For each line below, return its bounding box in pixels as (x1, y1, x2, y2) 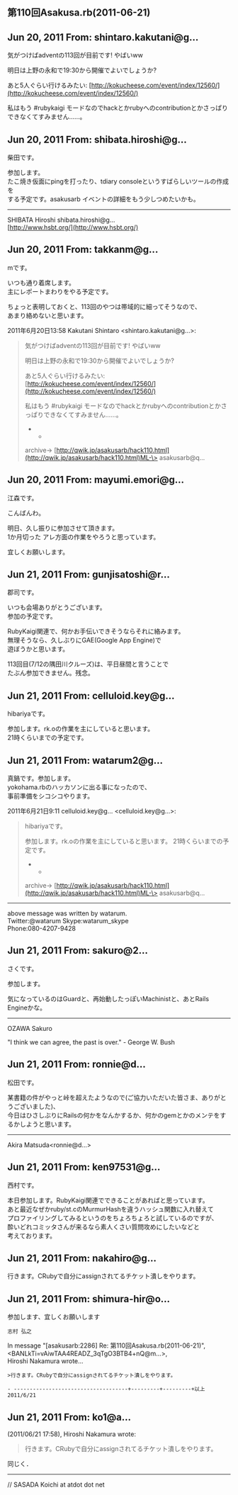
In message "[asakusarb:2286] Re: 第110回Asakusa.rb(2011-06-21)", (7, 1341, 206, 1350)
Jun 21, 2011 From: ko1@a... (7, 1411, 131, 1423)
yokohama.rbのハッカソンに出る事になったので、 (7, 783, 151, 791)
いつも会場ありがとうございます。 (7, 603, 106, 611)
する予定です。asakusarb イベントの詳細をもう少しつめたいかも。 (7, 195, 200, 203)
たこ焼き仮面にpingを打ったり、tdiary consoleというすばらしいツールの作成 (7, 177, 229, 186)
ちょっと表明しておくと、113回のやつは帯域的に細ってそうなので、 (7, 302, 201, 310)
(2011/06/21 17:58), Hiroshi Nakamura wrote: (7, 1430, 137, 1438)
